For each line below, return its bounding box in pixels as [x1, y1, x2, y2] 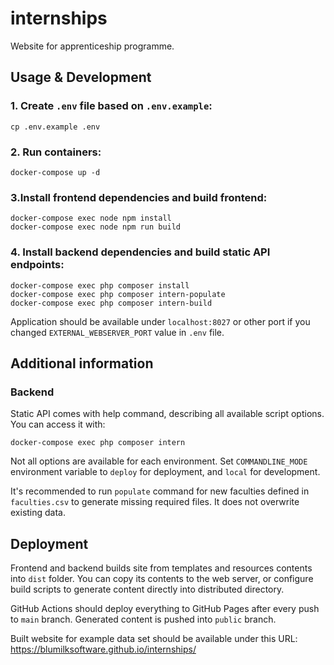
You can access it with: [10, 418, 106, 431]
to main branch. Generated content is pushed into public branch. [10, 613, 277, 626]
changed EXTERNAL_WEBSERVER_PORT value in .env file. [10, 326, 225, 338]
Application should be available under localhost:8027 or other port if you [10, 315, 311, 327]
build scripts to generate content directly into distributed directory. [10, 583, 285, 596]
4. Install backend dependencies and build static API [10, 245, 271, 259]
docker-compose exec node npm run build [10, 222, 182, 232]
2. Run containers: [10, 145, 102, 159]
